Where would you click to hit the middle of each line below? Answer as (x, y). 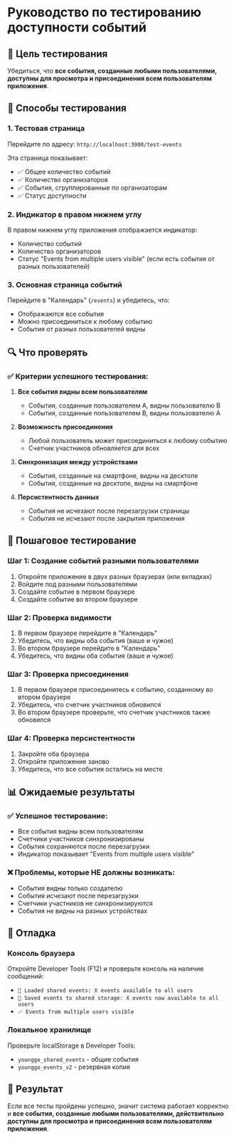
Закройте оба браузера (53, 754)
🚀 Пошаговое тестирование (72, 541)
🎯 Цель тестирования (58, 54)
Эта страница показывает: (48, 158)
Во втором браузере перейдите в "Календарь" (89, 648)
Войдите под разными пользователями (77, 584)
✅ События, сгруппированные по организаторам (92, 187)
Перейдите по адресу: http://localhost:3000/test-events (95, 144)
